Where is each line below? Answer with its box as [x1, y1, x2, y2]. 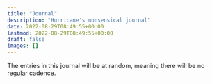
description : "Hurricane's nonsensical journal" [7, 17, 151, 24]
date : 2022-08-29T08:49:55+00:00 [7, 23, 104, 30]
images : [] [7, 42, 39, 49]
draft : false [7, 36, 45, 43]
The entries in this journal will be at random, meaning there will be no [7, 62, 205, 69]
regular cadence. [7, 69, 56, 77]
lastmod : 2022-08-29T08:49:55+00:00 [7, 29, 113, 37]
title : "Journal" [7, 10, 58, 17]
